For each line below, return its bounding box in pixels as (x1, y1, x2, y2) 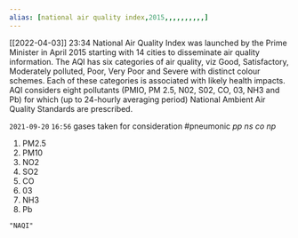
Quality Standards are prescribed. (9, 103, 133, 114)
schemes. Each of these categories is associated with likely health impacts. (9, 75, 286, 85)
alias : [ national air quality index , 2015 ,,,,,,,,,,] (9, 12, 209, 22)
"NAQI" (9, 221, 34, 230)
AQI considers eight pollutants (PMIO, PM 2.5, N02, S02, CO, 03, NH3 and (9, 84, 280, 95)
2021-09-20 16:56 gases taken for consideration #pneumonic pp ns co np (9, 121, 277, 131)
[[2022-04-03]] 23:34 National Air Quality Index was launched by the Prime (9, 37, 287, 48)
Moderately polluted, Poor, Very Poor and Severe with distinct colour (9, 66, 261, 76)
